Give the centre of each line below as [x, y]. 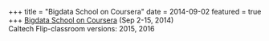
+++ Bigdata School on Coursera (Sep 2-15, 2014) [91, 20]
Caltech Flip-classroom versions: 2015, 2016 [82, 29]
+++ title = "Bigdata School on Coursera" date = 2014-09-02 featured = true [135, 12]
